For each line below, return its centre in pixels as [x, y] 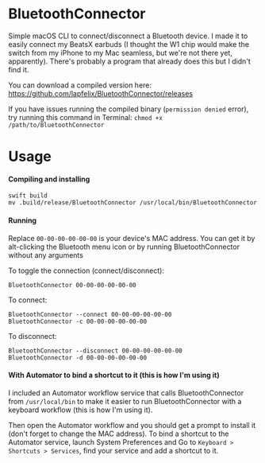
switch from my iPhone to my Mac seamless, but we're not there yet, [120, 53]
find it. [19, 69]
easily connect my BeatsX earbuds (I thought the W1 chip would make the [129, 44]
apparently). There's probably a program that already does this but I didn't [130, 61]
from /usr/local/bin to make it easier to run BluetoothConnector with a [125, 401]
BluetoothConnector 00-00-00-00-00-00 [72, 285]
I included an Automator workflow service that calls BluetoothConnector [126, 393]
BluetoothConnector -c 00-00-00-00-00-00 [78, 321]
